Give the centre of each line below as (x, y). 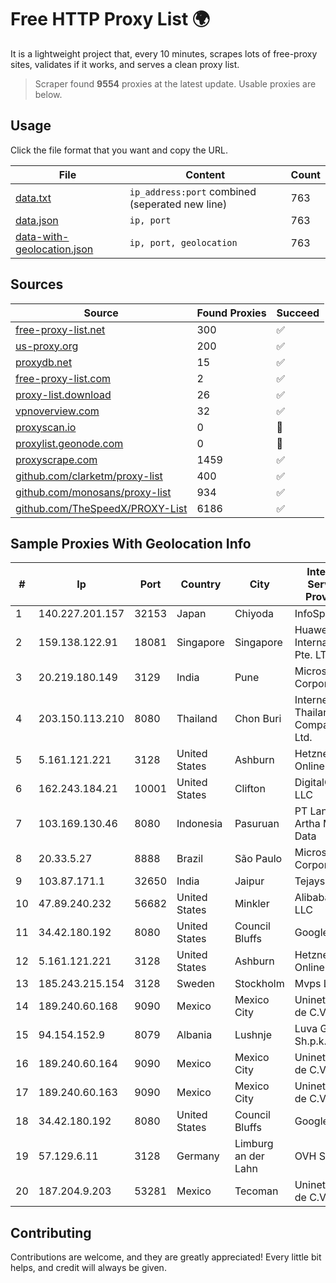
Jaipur (249, 881)
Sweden (195, 984)
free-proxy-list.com (63, 378)
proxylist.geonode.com (69, 443)
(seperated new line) (178, 204)
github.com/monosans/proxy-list (93, 492)
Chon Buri (258, 719)
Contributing (51, 1232)
